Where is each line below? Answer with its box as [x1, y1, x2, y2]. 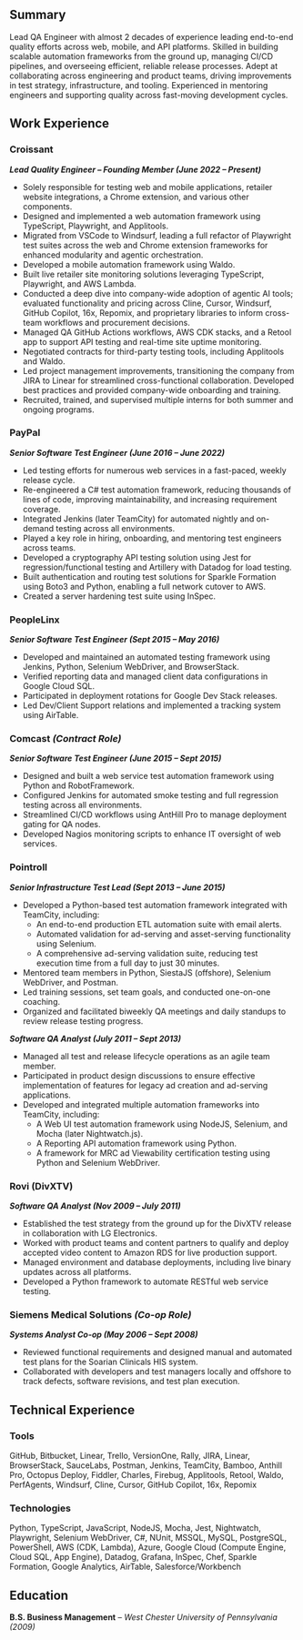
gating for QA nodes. [22, 819, 102, 830]
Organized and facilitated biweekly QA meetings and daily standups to [22, 1006, 287, 1017]
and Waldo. [22, 355, 66, 367]
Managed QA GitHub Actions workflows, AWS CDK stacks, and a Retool [22, 327, 292, 338]
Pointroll [9, 861, 48, 874]
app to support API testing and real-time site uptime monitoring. [22, 336, 262, 347]
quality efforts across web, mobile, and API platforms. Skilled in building [9, 41, 279, 52]
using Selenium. [35, 937, 97, 949]
